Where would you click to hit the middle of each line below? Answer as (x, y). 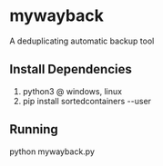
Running (34, 129)
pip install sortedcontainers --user (87, 101)
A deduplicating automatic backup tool (82, 41)
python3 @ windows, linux (72, 91)
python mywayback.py (52, 151)
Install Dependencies (71, 69)
